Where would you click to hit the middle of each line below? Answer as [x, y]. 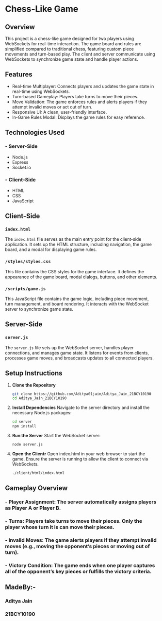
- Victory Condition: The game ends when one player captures [80, 565]
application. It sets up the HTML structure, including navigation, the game [78, 245]
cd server [22, 422]
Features [19, 75]
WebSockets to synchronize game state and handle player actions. [72, 59]
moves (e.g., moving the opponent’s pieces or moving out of [78, 546]
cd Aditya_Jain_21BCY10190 [39, 398]
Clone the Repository [34, 385]
